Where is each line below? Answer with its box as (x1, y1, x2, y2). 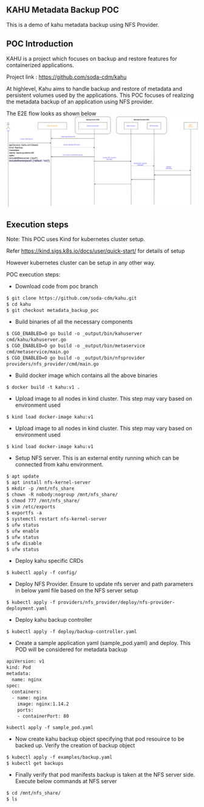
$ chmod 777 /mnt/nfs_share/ (6, 498, 80, 504)
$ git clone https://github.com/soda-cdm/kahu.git (6, 295, 137, 301)
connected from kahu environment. (15, 461, 104, 468)
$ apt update (6, 473, 39, 480)
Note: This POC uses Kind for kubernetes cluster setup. (6, 236, 146, 243)
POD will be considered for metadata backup (15, 646, 127, 654)
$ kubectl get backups (6, 761, 64, 767)
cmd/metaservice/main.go (6, 349, 69, 355)
